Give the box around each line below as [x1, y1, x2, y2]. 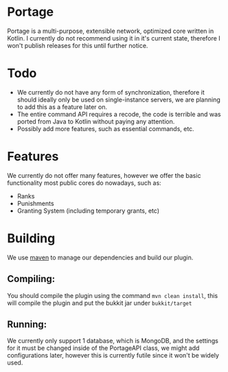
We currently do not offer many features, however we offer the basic [7, 171, 201, 179]
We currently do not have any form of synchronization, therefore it [16, 88, 205, 96]
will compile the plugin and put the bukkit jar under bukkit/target [7, 299, 192, 307]
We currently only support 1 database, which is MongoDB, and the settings [7, 337, 218, 345]
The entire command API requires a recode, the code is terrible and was [16, 110, 221, 118]
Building [7, 231, 56, 246]
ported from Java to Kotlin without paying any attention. [16, 117, 175, 126]
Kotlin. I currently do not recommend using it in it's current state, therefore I [7, 34, 221, 42]
